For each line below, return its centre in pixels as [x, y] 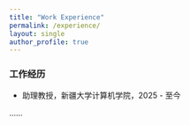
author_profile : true [49, 42]
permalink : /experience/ [55, 26]
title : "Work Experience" [57, 17]
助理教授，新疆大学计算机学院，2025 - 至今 [101, 95]
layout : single [37, 33]
